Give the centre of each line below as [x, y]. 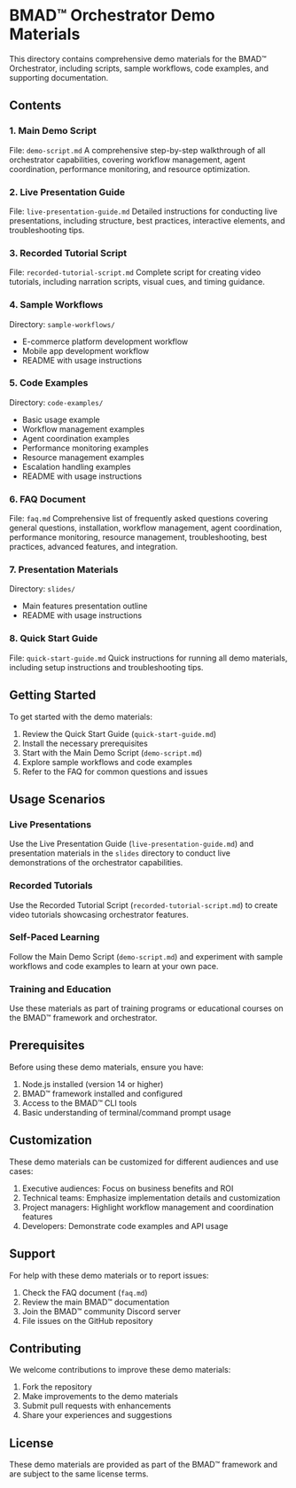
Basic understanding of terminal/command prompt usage [127, 1112]
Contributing [45, 1348]
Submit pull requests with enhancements [96, 1406]
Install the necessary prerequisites [85, 743]
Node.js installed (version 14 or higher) [93, 1084]
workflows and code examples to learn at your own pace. [114, 966]
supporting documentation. [59, 77]
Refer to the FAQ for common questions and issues [115, 771]
